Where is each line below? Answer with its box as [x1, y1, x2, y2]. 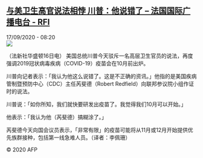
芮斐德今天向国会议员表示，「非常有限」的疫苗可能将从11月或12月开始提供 [6, 126, 188, 133]
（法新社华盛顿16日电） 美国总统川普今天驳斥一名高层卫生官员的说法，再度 [6, 52, 193, 59]
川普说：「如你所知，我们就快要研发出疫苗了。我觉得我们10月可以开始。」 [6, 100, 187, 108]
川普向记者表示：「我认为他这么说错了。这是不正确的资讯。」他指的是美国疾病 [6, 72, 197, 80]
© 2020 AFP [6, 146, 38, 153]
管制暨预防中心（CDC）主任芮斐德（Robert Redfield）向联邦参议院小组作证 [6, 80, 195, 87]
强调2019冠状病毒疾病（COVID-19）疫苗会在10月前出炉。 [6, 59, 149, 67]
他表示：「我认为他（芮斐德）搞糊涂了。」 [6, 113, 107, 120]
